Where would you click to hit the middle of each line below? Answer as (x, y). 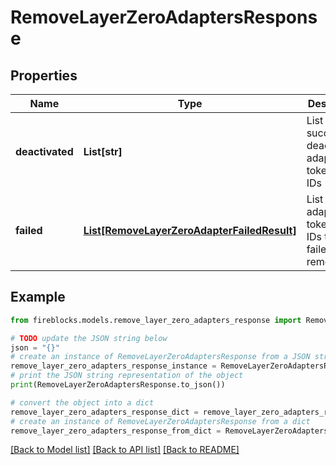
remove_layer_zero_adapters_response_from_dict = (116, 431)
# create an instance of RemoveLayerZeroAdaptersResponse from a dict (160, 421)
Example (38, 297)
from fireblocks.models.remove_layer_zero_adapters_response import (156, 320)
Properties (44, 75)
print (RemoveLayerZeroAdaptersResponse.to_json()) (118, 385)
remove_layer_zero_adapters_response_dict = (104, 412)
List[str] (103, 151)
